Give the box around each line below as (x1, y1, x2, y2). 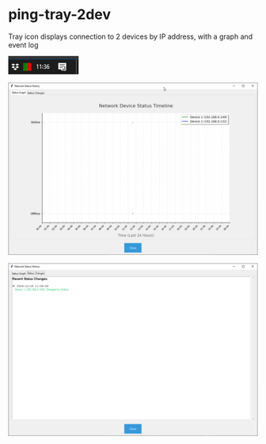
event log (8, 40, 39, 49)
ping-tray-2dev (8, 6, 112, 24)
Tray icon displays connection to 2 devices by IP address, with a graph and (8, 32, 253, 41)
